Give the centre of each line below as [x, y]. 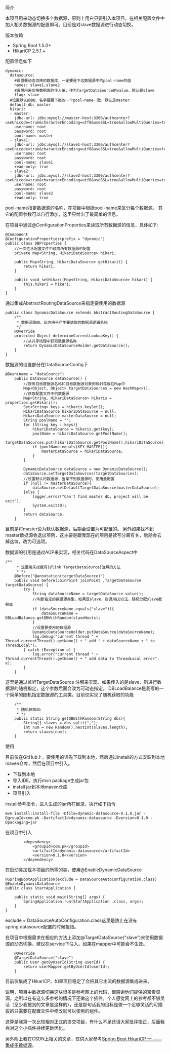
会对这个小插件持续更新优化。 [36, 1028]
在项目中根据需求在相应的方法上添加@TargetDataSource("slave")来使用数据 [84, 938]
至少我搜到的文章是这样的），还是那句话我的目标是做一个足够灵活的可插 [88, 1005]
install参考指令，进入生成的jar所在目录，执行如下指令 [60, 804]
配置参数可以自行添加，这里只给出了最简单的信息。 [67, 214]
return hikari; [39, 266]
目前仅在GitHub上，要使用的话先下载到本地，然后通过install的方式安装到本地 [85, 757]
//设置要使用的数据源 [52, 628]
